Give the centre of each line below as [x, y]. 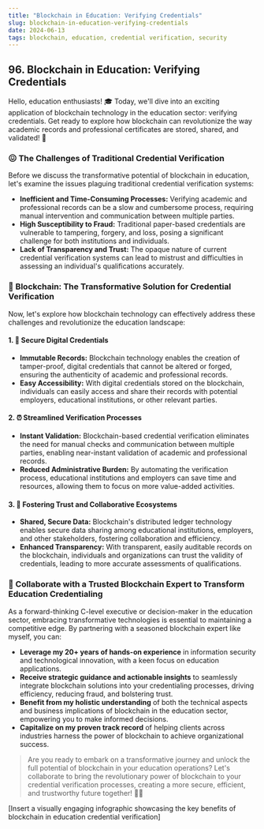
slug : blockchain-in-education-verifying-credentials [99, 23]
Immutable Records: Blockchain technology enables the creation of [130, 358]
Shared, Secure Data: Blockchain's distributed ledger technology [126, 522]
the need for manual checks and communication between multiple [127, 445]
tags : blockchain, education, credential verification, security [117, 38]
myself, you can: [35, 636]
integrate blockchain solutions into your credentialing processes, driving [137, 685]
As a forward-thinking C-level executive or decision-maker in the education [131, 611]
